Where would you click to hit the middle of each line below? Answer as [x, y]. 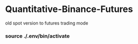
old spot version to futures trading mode [47, 23]
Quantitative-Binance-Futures [69, 9]
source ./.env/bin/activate [37, 36]
